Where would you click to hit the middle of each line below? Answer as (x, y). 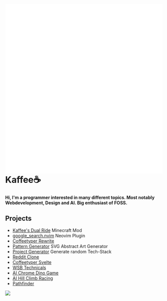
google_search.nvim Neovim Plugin (49, 236)
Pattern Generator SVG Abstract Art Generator (60, 246)
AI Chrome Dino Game (35, 273)
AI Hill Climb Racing (33, 278)
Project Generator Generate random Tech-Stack (62, 252)
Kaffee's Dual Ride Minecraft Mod (47, 230)
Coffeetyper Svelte (32, 262)
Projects (18, 218)
